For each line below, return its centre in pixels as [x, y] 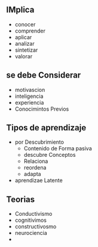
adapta [32, 174]
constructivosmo [36, 227]
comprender [30, 31]
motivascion [30, 90]
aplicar [23, 37]
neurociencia [31, 233]
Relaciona [36, 161]
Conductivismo [33, 214]
